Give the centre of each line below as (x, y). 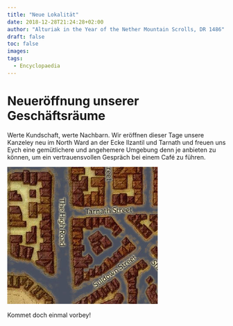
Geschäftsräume (57, 115)
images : (18, 51)
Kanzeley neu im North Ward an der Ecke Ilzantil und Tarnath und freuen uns (116, 142)
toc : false (23, 44)
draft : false (26, 37)
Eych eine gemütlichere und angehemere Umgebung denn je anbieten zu (112, 150)
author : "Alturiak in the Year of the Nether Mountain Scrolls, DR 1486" (116, 29)
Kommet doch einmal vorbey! (49, 315)
